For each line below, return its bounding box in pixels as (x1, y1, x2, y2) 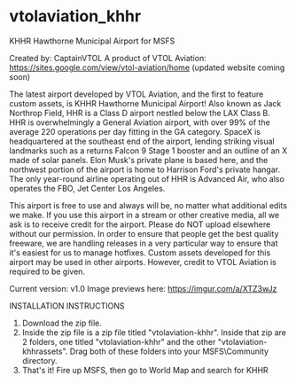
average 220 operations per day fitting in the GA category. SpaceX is (9, 126, 261, 137)
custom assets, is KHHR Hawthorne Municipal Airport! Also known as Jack (9, 98, 282, 108)
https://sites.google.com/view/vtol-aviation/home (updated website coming (9, 62, 285, 73)
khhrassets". (21, 346, 68, 357)
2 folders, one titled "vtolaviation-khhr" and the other (21, 336, 216, 347)
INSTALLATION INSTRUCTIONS (9, 300, 125, 311)
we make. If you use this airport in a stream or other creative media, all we (9, 209, 280, 220)
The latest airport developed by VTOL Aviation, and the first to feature (9, 89, 264, 99)
